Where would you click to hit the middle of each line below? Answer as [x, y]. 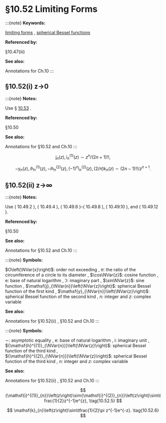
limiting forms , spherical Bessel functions [48, 32]
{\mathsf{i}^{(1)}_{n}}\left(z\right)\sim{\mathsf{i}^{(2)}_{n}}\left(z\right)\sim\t [83, 396]
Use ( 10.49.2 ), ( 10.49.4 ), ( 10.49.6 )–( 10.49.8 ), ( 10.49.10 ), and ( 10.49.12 [82, 207]
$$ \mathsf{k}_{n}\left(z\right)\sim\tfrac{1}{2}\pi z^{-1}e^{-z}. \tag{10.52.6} [83, 411]
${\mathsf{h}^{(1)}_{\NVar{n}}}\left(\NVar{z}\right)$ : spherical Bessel [76, 346]
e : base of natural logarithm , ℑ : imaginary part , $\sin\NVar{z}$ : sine [75, 281]
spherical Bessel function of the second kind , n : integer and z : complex [78, 297]
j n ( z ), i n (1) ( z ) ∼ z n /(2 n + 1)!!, [83, 157]
